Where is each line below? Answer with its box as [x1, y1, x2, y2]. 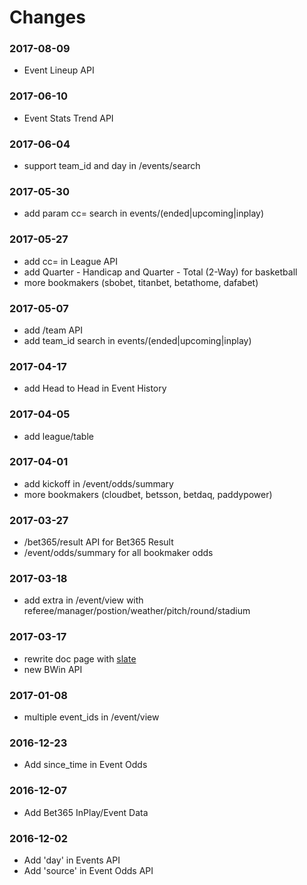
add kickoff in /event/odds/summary [23, 477, 174, 490]
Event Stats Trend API [23, 112, 114, 124]
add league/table [23, 430, 94, 442]
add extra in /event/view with [23, 594, 144, 606]
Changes [9, 6, 86, 29]
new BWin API [23, 663, 83, 675]
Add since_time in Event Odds [23, 759, 148, 771]
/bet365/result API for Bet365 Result [23, 536, 174, 548]
